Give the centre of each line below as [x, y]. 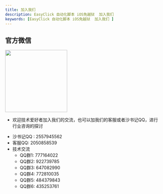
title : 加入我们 [20, 10]
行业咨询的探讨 [27, 126]
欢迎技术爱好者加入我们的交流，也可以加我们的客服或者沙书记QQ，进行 [85, 120]
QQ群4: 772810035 [39, 174]
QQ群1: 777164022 [39, 155]
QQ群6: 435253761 [39, 187]
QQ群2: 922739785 [39, 162]
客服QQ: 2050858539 [34, 143]
